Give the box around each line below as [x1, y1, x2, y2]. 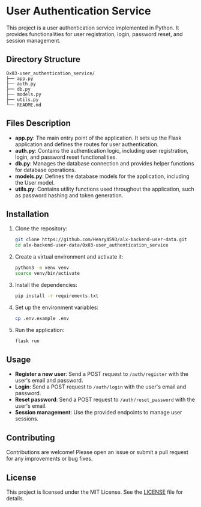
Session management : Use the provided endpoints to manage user [14, 409, 182, 416]
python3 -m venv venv [14, 265, 70, 271]
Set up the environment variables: [14, 304, 99, 311]
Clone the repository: [14, 225, 68, 232]
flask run [14, 338, 40, 344]
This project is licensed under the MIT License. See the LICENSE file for [6, 488, 184, 496]
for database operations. [14, 166, 76, 173]
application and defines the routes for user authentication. [14, 140, 159, 148]
